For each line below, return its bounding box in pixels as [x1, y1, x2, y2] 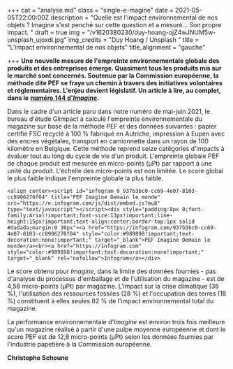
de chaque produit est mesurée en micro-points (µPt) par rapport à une [7, 159, 213, 167]
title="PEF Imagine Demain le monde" [51, 194, 160, 201]
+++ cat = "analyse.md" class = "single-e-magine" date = [7, 6, 174, 14]
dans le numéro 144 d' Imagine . [7, 94, 100, 102]
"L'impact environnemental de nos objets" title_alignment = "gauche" [7, 43, 206, 51]
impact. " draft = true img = [7, 28, 86, 36]
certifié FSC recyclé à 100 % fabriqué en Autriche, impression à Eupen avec [7, 129, 225, 138]
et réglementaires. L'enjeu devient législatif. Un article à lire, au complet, [7, 87, 221, 94]
